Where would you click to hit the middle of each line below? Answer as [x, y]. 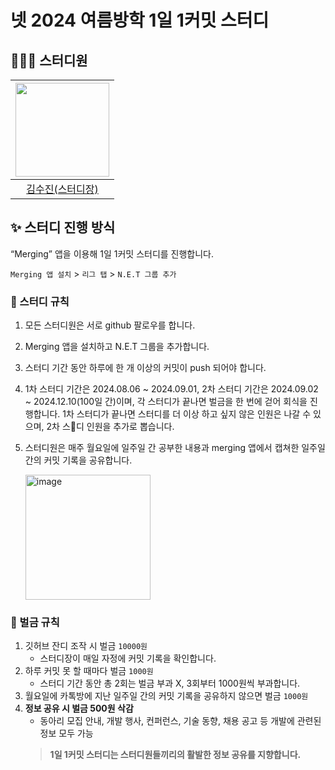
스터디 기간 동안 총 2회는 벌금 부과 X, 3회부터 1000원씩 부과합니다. [170, 683]
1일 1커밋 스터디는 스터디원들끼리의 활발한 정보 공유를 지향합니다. [175, 755]
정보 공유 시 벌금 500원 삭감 [79, 708]
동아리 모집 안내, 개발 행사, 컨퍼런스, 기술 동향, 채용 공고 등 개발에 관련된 [180, 721]
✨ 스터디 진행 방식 [63, 227]
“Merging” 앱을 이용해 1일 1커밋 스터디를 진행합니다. [112, 253]
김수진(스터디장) [62, 189]
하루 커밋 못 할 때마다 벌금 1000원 [89, 671]
